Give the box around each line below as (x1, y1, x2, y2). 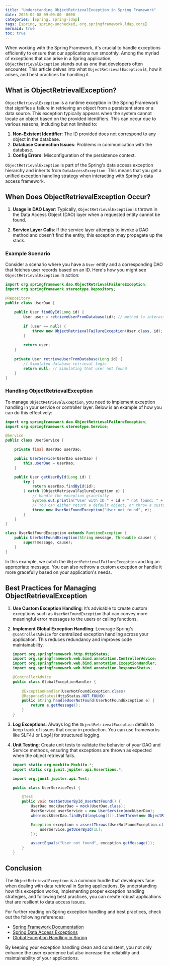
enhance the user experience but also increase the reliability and (5, 949, 140, 955)
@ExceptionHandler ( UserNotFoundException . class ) (22, 688, 126, 694)
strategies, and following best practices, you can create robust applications (5, 893, 161, 899)
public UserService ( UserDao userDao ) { (14, 456, 98, 461)
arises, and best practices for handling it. (5, 72, 90, 77)
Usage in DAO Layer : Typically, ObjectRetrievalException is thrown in (12, 206, 157, 212)
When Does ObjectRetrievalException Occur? (5, 193, 151, 201)
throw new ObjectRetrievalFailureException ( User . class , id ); (32, 329, 163, 334)
